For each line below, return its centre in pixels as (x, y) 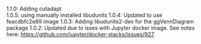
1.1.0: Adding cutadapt (34, 9)
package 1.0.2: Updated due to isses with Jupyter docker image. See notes (101, 28)
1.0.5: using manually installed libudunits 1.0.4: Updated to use (84, 15)
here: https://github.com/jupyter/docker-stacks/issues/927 (80, 34)
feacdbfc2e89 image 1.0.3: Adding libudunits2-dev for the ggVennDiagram (100, 21)
